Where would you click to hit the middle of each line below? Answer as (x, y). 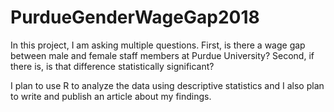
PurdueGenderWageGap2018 (135, 17)
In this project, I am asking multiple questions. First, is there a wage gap (158, 45)
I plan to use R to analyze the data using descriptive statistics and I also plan (167, 85)
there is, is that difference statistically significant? (112, 66)
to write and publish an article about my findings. (111, 96)
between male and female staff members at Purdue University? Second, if (162, 55)
